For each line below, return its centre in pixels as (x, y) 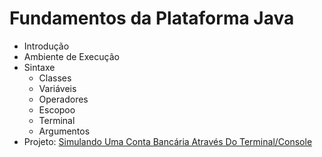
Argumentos (64, 131)
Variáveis (57, 88)
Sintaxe (39, 67)
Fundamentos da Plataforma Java (152, 18)
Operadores (63, 99)
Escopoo (57, 109)
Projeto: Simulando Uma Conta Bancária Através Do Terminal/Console (168, 141)
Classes (55, 78)
